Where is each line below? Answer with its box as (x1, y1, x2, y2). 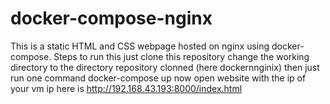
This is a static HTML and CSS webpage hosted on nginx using (10, 40, 270, 52)
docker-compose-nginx (10, 7, 213, 30)
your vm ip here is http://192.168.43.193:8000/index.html (10, 82, 243, 94)
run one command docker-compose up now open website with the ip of (10, 72, 307, 84)
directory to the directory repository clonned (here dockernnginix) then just (10, 61, 320, 73)
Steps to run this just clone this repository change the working (53, 50, 310, 62)
